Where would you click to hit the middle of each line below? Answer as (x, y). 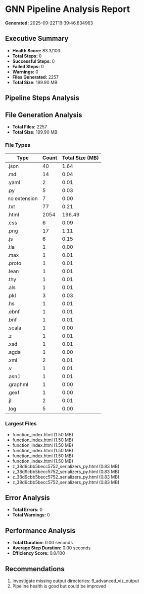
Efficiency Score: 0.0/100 (39, 553)
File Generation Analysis (44, 115)
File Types (18, 145)
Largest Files (21, 424)
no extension (23, 198)
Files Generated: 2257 (35, 77)
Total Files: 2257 (29, 127)
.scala (14, 328)
